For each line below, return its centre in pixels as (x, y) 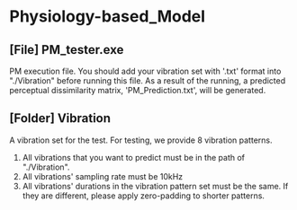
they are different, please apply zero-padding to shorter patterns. (144, 196)
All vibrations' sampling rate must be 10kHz (103, 176)
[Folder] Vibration (60, 118)
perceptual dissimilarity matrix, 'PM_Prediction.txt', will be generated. (138, 90)
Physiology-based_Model (107, 17)
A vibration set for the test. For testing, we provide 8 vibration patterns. (141, 140)
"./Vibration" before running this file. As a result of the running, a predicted (148, 81)
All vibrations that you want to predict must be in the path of (134, 157)
